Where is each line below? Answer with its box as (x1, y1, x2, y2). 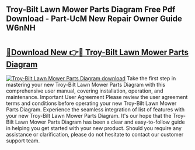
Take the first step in (126, 75, 176, 81)
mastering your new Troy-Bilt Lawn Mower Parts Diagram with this (6, 81, 166, 88)
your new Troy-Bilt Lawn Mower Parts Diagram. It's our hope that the (6, 112, 172, 119)
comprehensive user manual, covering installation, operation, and (6, 87, 163, 94)
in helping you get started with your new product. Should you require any (6, 125, 182, 131)
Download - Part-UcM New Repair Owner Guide (6, 14, 182, 24)
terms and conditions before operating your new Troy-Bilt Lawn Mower (6, 100, 177, 107)
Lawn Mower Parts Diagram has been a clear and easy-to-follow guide (15, 118, 185, 125)
